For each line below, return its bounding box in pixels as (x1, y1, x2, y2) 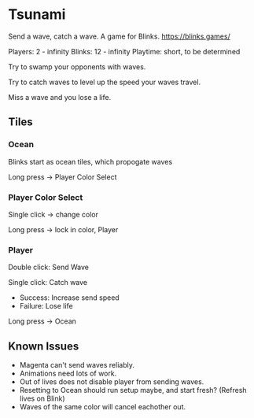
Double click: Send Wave (8, 262, 89, 272)
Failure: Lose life (19, 301, 73, 311)
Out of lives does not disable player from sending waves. (19, 377, 204, 387)
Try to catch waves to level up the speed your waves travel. (8, 77, 201, 87)
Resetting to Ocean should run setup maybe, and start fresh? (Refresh (19, 386, 247, 395)
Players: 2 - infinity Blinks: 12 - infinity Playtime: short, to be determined (8, 46, 241, 56)
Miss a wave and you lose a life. (8, 92, 112, 102)
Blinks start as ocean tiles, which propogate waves (8, 157, 173, 166)
